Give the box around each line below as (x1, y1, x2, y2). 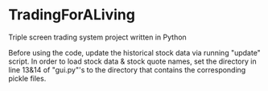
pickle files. (8, 73, 47, 83)
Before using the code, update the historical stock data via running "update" (8, 48, 262, 57)
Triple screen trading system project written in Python (8, 32, 187, 42)
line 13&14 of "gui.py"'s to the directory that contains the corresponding (8, 64, 246, 74)
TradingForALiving (8, 6, 135, 24)
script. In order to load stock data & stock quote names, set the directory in (8, 56, 257, 66)
